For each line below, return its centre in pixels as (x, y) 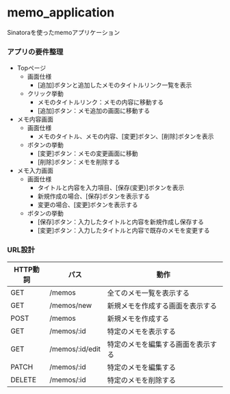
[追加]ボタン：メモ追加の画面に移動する (94, 111)
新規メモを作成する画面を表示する (162, 306)
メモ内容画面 (35, 119)
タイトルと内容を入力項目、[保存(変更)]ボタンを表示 (111, 188)
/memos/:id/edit (75, 349)
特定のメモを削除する (141, 380)
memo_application (61, 13)
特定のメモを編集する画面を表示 (158, 344)
